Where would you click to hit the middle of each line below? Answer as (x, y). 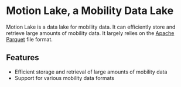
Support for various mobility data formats (64, 78)
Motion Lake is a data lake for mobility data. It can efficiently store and (91, 27)
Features (23, 58)
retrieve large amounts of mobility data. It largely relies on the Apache (90, 33)
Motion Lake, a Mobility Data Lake (90, 11)
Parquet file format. (29, 39)
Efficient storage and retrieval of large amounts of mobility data (91, 72)
